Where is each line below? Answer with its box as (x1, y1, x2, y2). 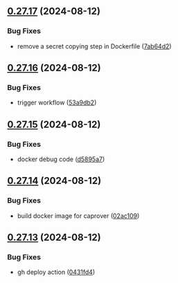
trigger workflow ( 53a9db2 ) (17, 98, 97, 107)
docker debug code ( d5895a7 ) (17, 155, 105, 163)
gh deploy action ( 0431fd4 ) (17, 268, 96, 276)
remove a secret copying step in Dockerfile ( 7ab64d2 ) (17, 42, 172, 51)
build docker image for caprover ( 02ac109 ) (17, 211, 140, 220)
